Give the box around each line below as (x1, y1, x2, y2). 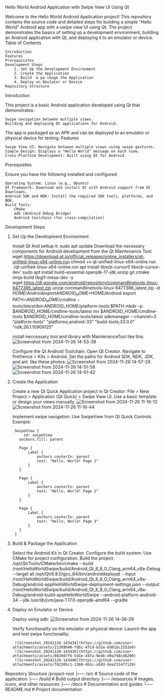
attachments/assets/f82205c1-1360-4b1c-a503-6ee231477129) (12, 662, 136, 667)
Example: (12, 419, 32, 425)
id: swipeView (23, 432, 53, 437)
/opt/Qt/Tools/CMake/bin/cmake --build (12, 560, 94, 566)
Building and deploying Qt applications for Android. (5, 121, 118, 126)
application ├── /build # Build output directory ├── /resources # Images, (5, 676, 155, 682)
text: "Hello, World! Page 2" (36, 489, 99, 494)
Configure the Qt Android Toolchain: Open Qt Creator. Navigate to (12, 348, 146, 354)
